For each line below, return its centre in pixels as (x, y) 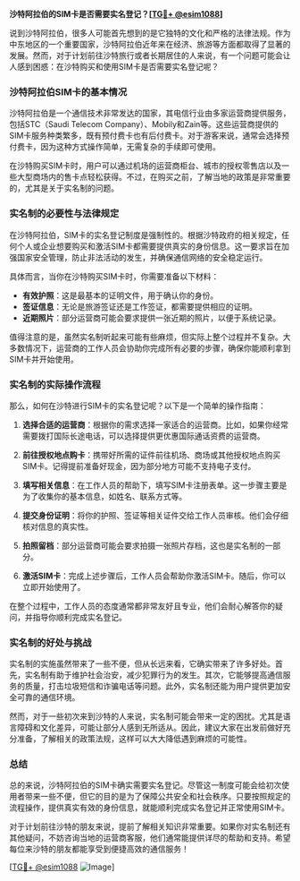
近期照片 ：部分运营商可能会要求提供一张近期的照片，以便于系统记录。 (151, 318)
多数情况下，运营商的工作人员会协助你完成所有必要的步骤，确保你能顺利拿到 (150, 347)
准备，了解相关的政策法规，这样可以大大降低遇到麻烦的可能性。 (134, 739)
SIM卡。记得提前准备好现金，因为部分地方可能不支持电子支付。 (139, 466)
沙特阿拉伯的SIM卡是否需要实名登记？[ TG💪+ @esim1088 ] (116, 14)
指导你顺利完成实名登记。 (79, 617)
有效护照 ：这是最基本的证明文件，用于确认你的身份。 (120, 295)
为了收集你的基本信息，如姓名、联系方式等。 (104, 496)
